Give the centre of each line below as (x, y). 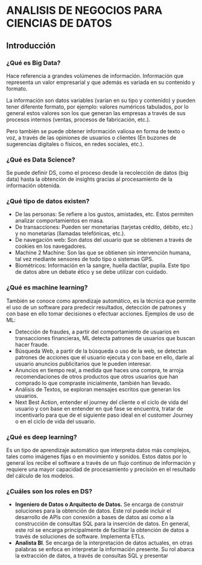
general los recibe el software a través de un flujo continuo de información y (101, 463)
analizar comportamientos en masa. (59, 221)
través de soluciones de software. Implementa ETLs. (80, 537)
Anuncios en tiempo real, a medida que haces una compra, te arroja (99, 370)
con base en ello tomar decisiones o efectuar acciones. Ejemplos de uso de (100, 314)
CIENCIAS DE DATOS (59, 23)
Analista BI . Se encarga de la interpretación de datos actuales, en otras (104, 543)
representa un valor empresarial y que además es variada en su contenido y (101, 82)
